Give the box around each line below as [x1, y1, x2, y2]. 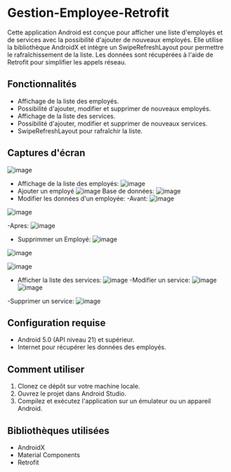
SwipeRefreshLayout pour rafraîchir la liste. [17, 126, 143, 135]
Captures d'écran [7, 147, 86, 159]
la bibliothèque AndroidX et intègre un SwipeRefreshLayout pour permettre [7, 43, 224, 51]
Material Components [17, 451, 81, 459]
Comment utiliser [7, 363, 85, 375]
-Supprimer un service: [7, 297, 75, 305]
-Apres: [7, 221, 29, 229]
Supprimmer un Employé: [17, 235, 91, 243]
